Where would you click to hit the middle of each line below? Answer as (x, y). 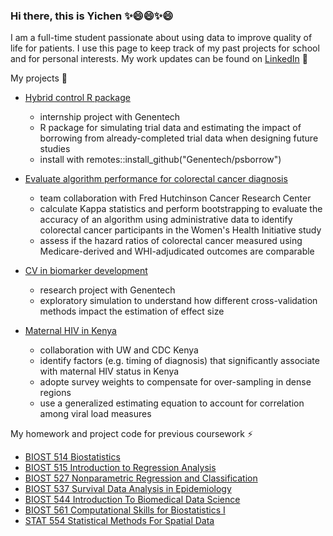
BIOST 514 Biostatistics (72, 457)
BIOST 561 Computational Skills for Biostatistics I (125, 510)
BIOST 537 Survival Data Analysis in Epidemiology (128, 489)
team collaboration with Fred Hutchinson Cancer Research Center (175, 198)
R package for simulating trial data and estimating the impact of (170, 128)
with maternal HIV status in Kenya (109, 371)
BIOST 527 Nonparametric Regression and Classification (141, 478)
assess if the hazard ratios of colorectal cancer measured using (171, 241)
